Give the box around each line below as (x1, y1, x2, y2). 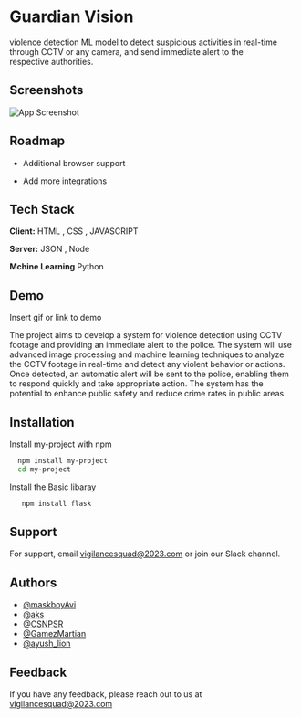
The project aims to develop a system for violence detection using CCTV (9, 330, 283, 341)
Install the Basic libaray (9, 481, 97, 492)
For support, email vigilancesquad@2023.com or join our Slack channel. (9, 548, 281, 559)
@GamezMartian (22, 628, 87, 639)
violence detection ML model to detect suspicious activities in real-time (9, 37, 278, 48)
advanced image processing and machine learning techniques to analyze (9, 349, 285, 360)
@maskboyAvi (22, 599, 77, 610)
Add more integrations (22, 175, 108, 186)
